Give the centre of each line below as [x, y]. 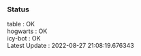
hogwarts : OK [27, 31]
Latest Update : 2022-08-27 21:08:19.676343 [70, 46]
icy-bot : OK [24, 38]
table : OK [21, 24]
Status [18, 9]
